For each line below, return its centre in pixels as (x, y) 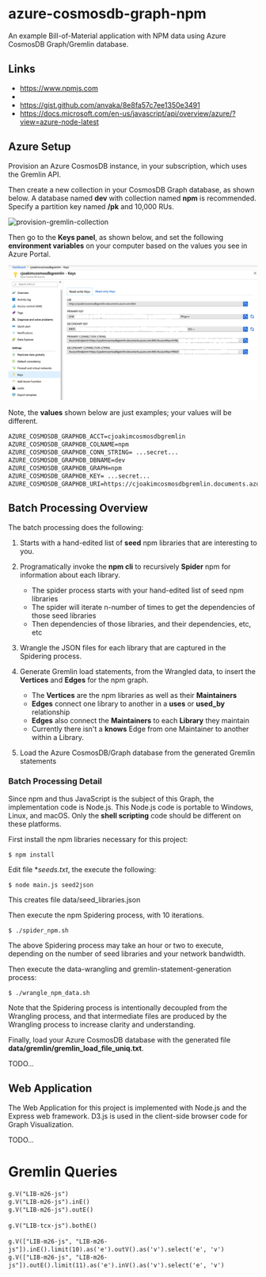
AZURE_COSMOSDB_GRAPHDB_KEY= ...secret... (79, 476)
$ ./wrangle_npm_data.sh (49, 993)
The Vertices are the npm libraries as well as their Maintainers (134, 695)
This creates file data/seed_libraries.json (74, 899)
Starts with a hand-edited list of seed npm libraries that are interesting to (138, 543)
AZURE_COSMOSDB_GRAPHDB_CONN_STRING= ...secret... (93, 452)
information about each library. (70, 574)
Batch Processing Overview (78, 508)
